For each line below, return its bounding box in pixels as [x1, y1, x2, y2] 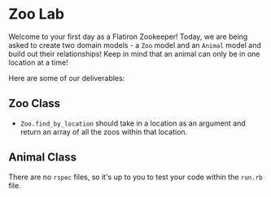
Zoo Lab [8, 5, 65, 24]
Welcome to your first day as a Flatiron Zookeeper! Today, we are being [8, 32, 248, 41]
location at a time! [8, 58, 68, 67]
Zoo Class [8, 96, 61, 110]
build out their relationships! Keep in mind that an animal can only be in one [8, 49, 260, 58]
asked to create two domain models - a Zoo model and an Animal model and [8, 40, 262, 49]
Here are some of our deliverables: [8, 73, 125, 83]
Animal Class [8, 151, 77, 165]
